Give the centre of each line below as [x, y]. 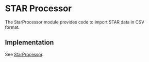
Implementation [30, 43]
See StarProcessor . [24, 54]
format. [12, 27]
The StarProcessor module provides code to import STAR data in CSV [75, 22]
